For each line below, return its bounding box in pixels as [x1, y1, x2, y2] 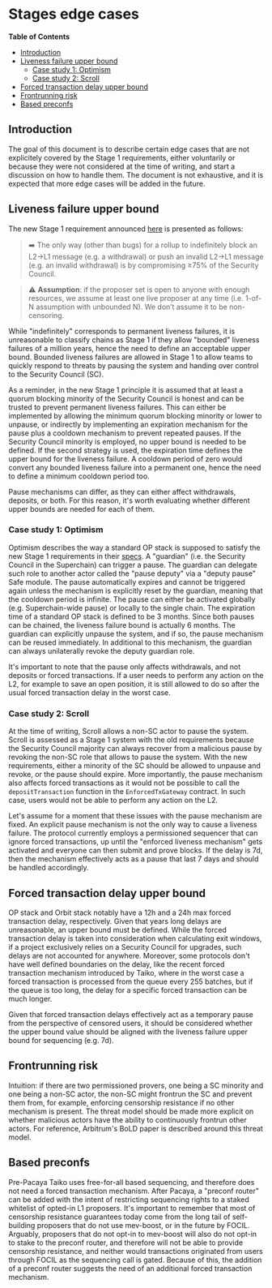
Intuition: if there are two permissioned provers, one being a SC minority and [8, 1080, 264, 1090]
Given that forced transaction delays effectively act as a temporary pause [8, 1009, 253, 1019]
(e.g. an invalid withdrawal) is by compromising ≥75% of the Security [28, 260, 259, 270]
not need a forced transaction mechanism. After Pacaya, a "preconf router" [8, 1186, 260, 1196]
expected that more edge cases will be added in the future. [8, 178, 206, 188]
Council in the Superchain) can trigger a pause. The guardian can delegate [8, 560, 257, 569]
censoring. [28, 310, 65, 320]
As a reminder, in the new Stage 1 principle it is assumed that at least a [8, 384, 244, 394]
